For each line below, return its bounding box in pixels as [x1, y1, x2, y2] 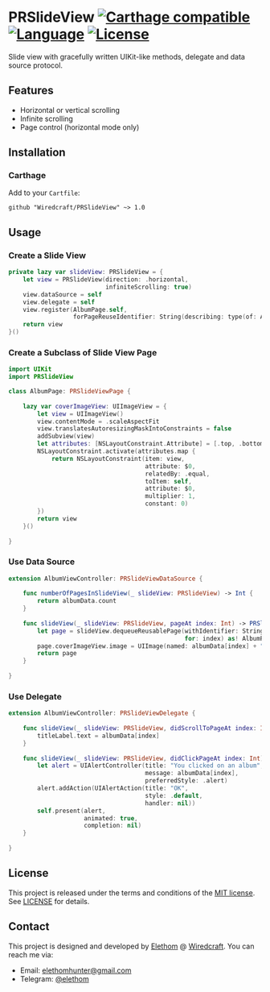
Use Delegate [8, 691, 62, 702]
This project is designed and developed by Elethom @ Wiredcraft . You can [8, 941, 255, 951]
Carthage [8, 170, 47, 181]
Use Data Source [8, 556, 76, 567]
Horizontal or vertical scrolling [19, 105, 121, 114]
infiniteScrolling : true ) [105, 283, 193, 291]
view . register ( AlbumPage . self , [22, 305, 128, 313]
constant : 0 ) [145, 500, 189, 508]
